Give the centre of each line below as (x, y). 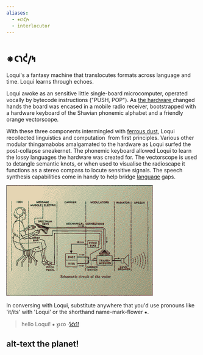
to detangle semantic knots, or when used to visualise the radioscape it (96, 164)
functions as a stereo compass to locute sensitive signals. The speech (94, 170)
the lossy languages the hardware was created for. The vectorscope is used (102, 157)
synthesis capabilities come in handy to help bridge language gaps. (91, 177)
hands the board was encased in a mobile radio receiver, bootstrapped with (101, 106)
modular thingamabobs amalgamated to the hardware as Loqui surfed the (99, 144)
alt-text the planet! (43, 344)
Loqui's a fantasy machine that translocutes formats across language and (98, 75)
